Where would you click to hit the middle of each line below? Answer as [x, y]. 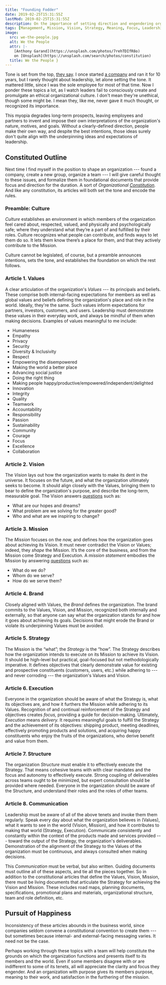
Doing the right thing [33, 378]
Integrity [21, 394]
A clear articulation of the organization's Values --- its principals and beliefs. [83, 289]
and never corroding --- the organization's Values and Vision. [68, 675]
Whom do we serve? [33, 576]
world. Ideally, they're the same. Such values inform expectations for [75, 305]
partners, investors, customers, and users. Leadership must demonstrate [79, 310]
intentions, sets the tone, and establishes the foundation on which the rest [81, 260]
